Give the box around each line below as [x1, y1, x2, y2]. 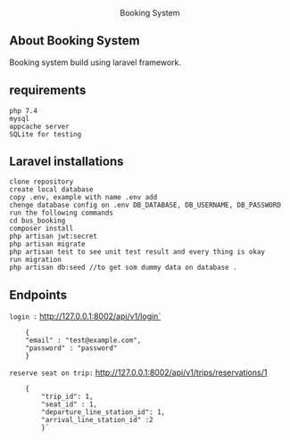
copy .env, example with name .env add [9, 193, 158, 202]
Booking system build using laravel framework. [9, 57, 181, 68]
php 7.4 [9, 106, 38, 115]
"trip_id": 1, [41, 392, 94, 402]
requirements [9, 83, 87, 98]
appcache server [9, 122, 70, 131]
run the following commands [9, 208, 114, 217]
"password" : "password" [25, 344, 118, 353]
